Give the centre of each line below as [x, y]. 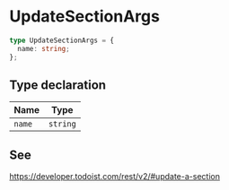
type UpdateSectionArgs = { [62, 40]
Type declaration [57, 85]
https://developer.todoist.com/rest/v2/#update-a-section [114, 177]
